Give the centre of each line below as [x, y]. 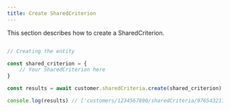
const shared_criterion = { [47, 63]
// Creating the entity [41, 51]
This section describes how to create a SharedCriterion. [86, 33]
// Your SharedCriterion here [63, 70]
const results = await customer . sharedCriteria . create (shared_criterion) [115, 89]
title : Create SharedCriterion [52, 13]
